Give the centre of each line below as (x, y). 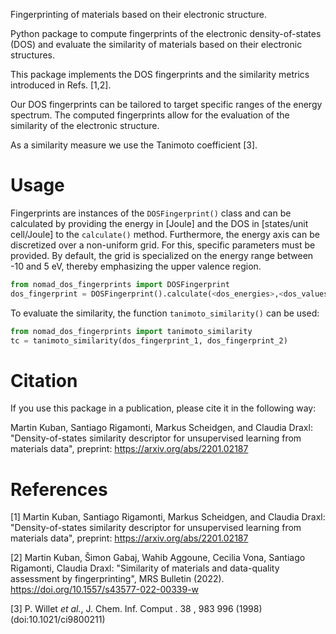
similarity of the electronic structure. (85, 125)
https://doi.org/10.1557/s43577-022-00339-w (105, 590)
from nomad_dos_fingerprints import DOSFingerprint (120, 284)
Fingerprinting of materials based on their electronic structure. (138, 14)
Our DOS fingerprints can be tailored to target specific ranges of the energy (166, 104)
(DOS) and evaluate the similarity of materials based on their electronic (156, 44)
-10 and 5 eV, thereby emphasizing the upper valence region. (136, 266)
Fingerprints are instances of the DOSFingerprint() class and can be (151, 213)
